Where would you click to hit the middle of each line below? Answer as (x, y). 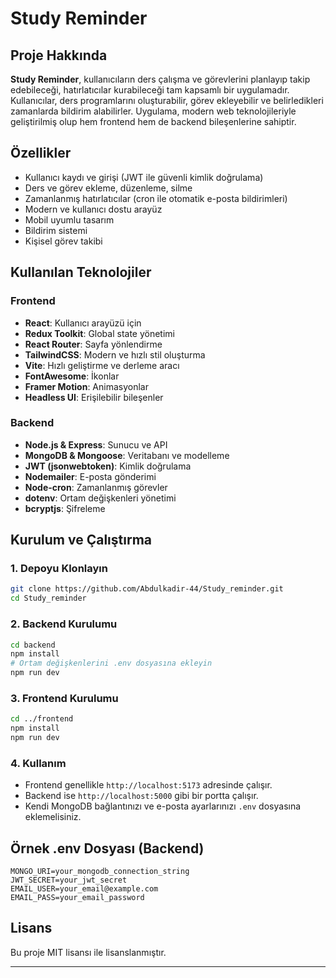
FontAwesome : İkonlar (72, 376)
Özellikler (41, 153)
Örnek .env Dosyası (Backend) (107, 848)
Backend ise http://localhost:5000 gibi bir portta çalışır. (141, 796)
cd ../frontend (42, 719)
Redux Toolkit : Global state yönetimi (99, 333)
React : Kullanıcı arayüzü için (83, 323)
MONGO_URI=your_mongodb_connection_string (100, 872)
